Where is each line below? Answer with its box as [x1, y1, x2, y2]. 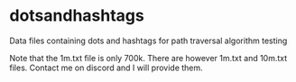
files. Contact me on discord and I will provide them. [9, 62, 203, 73]
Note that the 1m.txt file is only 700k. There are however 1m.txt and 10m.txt [9, 52, 288, 63]
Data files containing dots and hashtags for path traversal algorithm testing [9, 35, 288, 46]
